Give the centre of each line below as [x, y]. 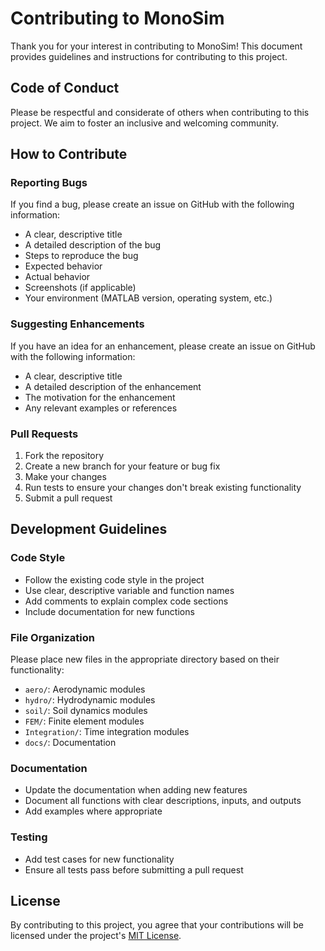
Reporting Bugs [49, 183]
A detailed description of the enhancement [113, 386]
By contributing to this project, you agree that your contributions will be [157, 925]
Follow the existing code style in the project [114, 579]
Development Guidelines [89, 529]
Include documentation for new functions [109, 611]
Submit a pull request [68, 498]
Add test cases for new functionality [99, 859]
